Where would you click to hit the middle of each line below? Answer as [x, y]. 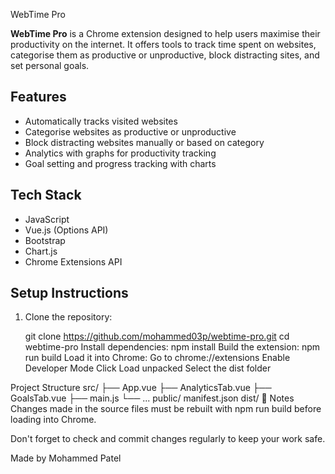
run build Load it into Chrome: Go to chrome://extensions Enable [157, 358]
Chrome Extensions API [73, 261]
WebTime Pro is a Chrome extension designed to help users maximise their [165, 33]
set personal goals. [50, 65]
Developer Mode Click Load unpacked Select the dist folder [148, 368]
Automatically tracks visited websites [101, 121]
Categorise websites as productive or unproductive [130, 131]
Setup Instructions [69, 293]
